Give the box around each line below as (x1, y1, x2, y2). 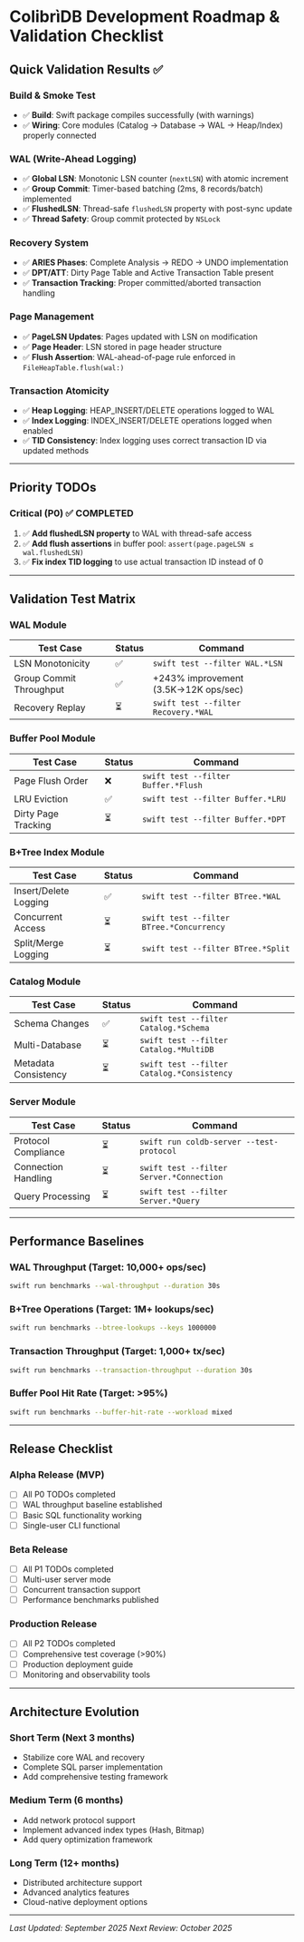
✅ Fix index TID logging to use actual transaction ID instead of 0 (22, 556, 264, 567)
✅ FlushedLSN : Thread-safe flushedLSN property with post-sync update (22, 203, 292, 214)
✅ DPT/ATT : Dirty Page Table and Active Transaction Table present (22, 268, 274, 278)
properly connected (22, 130, 97, 141)
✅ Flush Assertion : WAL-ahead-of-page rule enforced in (22, 351, 236, 362)
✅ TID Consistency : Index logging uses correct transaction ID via (22, 435, 267, 446)
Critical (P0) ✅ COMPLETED (9, 507, 134, 520)
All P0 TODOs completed (22, 1489, 116, 1500)
